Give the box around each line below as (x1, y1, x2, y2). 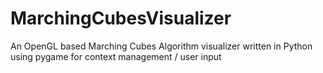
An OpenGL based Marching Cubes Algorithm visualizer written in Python (10, 40, 313, 52)
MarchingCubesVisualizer (10, 7, 232, 30)
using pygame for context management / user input (10, 50, 222, 62)
